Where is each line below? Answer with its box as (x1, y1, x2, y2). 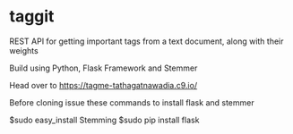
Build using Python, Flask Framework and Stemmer (9, 63, 198, 73)
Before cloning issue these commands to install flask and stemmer (9, 96, 254, 108)
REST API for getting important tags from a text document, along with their (9, 36, 284, 46)
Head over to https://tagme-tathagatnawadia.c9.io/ (9, 80, 198, 90)
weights (9, 45, 39, 55)
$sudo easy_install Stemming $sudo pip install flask (9, 114, 200, 125)
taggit (9, 6, 55, 27)
